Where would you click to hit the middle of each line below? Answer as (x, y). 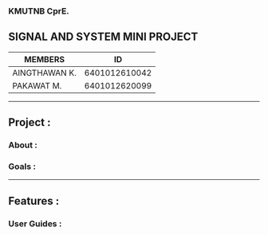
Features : (34, 201)
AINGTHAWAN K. (45, 72)
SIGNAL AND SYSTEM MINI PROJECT (103, 37)
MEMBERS (44, 59)
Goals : (22, 166)
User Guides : (35, 223)
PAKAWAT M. (37, 85)
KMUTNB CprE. (39, 11)
